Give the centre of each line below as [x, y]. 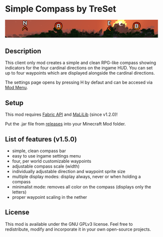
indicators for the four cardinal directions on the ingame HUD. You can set [79, 68]
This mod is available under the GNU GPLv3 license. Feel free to [69, 224]
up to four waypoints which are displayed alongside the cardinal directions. [80, 73]
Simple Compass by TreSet [61, 9]
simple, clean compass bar [39, 151]
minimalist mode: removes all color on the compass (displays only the [81, 187]
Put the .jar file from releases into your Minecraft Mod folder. [65, 124]
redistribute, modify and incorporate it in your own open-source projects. [78, 229]
